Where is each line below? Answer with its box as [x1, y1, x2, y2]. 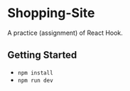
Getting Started [7, 49, 77, 61]
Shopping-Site [7, 5, 95, 21]
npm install [17, 69, 53, 76]
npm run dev [17, 77, 53, 84]
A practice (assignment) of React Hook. [7, 28, 123, 37]
